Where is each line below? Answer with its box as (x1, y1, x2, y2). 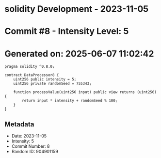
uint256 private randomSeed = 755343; (13, 81, 92, 86)
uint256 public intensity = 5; (13, 77, 77, 82)
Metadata (4, 120, 34, 128)
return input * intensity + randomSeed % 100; (22, 99, 118, 103)
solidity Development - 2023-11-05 (4, 3, 149, 15)
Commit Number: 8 (11, 143, 50, 149)
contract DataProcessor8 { (4, 73, 59, 78)
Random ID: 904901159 (11, 149, 59, 155)
